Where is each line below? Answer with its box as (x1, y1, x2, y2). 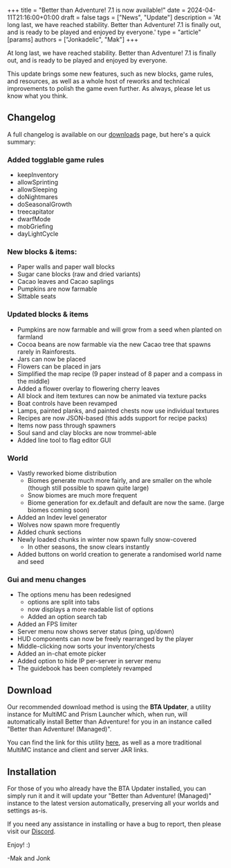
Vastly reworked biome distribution (17, 469, 117, 477)
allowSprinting (17, 178, 59, 187)
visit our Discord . (7, 827, 56, 835)
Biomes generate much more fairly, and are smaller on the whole (27, 477, 212, 484)
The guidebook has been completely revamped (17, 664, 152, 672)
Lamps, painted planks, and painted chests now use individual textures (17, 406, 220, 415)
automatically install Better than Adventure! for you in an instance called (7, 717, 212, 726)
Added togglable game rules (7, 155, 104, 164)
